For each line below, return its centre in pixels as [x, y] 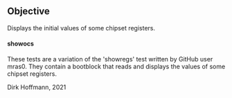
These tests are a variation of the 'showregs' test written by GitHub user [110, 59]
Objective [29, 11]
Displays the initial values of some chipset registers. [81, 28]
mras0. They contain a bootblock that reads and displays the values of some [116, 67]
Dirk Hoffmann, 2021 [37, 87]
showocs [21, 43]
